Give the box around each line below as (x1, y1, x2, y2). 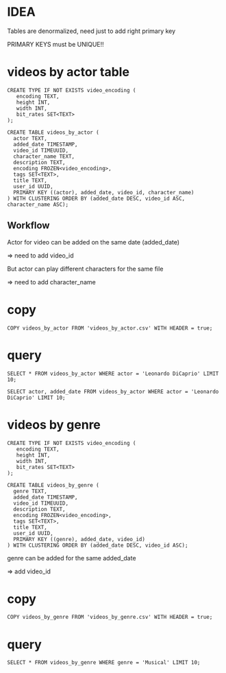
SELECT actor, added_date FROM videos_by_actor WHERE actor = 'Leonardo (7, 388, 219, 395)
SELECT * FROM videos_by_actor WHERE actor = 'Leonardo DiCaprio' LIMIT (7, 370, 219, 377)
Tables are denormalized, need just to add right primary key (7, 27, 176, 35)
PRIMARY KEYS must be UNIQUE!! (7, 40, 104, 48)
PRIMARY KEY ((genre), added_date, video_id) (13, 536, 146, 543)
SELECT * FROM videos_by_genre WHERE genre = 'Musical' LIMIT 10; (7, 659, 201, 666)
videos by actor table (7, 65, 130, 80)
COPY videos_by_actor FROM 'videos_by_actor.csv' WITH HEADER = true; (7, 324, 213, 332)
